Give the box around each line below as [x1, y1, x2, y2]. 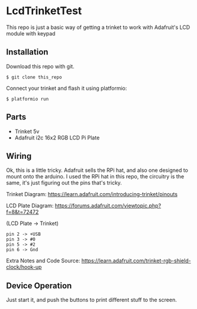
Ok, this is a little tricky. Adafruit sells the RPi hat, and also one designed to [6, 167, 188, 174]
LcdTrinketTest [6, 4, 82, 18]
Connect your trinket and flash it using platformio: [6, 84, 127, 92]
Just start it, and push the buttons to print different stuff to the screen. [6, 297, 177, 304]
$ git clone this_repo [6, 74, 62, 80]
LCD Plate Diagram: [6, 202, 54, 209]
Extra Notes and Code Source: [6, 257, 80, 264]
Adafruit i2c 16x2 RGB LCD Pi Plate [14, 134, 100, 141]
